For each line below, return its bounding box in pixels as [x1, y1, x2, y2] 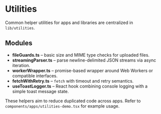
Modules [5, 39, 33, 47]
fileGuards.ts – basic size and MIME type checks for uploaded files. [12, 52, 150, 58]
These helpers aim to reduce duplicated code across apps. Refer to [5, 98, 141, 104]
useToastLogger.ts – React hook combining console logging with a [12, 83, 148, 89]
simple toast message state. [12, 88, 69, 94]
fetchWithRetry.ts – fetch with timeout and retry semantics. [12, 78, 134, 84]
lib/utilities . [5, 24, 35, 30]
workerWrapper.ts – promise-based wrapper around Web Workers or [12, 68, 153, 73]
